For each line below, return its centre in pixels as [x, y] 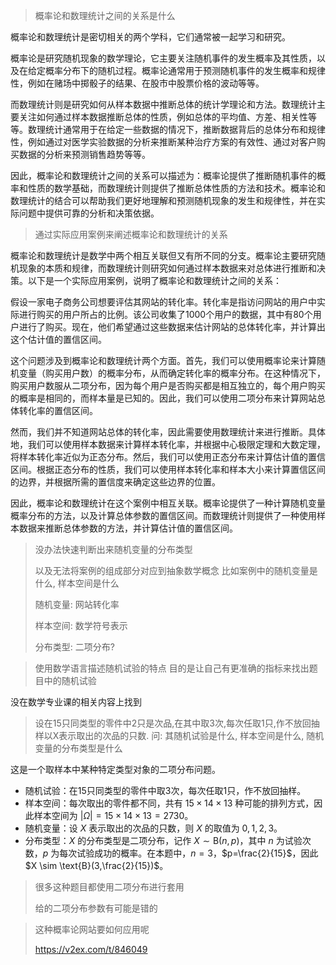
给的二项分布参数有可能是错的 [96, 908]
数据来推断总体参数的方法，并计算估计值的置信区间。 [128, 528]
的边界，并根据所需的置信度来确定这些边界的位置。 [115, 482]
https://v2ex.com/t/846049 [91, 949]
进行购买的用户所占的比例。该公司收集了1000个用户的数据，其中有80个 [165, 314]
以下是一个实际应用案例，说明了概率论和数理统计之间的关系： [154, 280]
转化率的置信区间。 [58, 410]
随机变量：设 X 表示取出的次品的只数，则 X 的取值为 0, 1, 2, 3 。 [153, 828]
